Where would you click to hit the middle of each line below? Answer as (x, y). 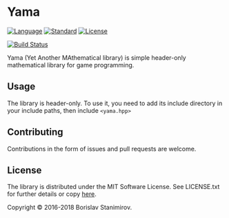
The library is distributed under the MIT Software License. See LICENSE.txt (113, 187)
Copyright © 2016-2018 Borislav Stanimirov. (70, 208)
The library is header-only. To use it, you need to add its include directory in (115, 103)
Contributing (35, 132)
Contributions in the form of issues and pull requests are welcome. (102, 149)
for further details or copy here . (52, 194)
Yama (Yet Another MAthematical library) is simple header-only (97, 57)
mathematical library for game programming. (71, 65)
